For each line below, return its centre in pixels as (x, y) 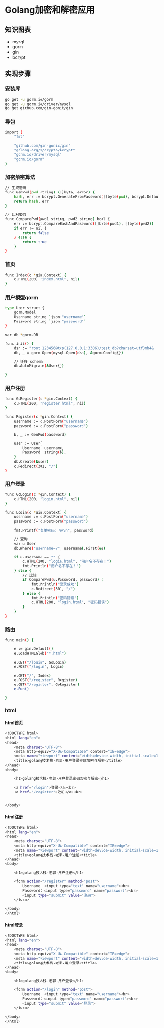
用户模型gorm (21, 298)
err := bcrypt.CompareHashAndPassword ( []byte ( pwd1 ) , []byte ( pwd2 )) (84, 224)
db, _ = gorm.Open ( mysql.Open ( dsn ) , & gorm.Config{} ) (69, 353)
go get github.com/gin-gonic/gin (39, 108)
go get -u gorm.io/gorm (29, 99)
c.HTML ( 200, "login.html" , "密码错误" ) (70, 602)
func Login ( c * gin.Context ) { (36, 513)
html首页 (14, 723)
